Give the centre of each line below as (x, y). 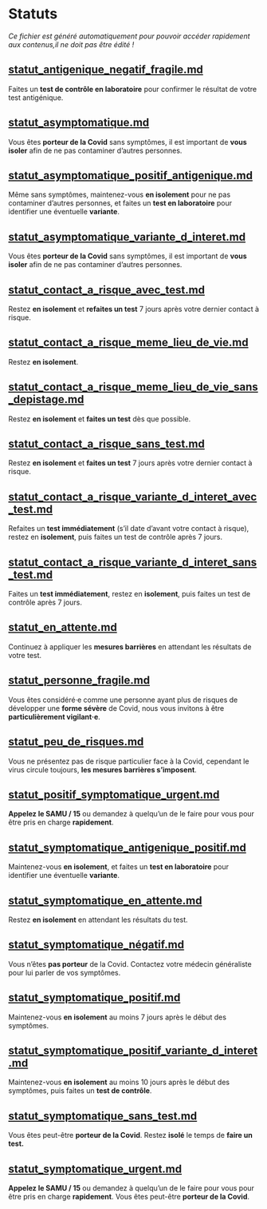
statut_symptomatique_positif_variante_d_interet (133, 1050)
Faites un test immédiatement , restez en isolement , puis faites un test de (130, 594)
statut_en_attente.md (63, 627)
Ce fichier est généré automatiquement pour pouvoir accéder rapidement (129, 36)
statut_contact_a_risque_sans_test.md (106, 444)
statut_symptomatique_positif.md (94, 998)
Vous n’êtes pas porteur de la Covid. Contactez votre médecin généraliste (130, 964)
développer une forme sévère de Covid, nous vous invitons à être (116, 708)
